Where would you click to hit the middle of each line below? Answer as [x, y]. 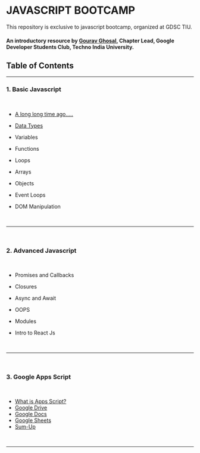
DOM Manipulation [38, 206]
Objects [24, 183]
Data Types [29, 125]
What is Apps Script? [40, 401]
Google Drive [31, 408]
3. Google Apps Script [39, 377]
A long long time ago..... [44, 114]
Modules [26, 321]
